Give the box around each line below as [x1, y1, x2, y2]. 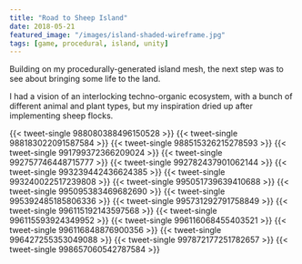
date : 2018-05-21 [9, 22, 75, 31]
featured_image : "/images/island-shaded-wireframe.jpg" [9, 30, 226, 39]
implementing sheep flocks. [9, 110, 114, 121]
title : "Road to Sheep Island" [9, 13, 128, 23]
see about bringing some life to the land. [9, 74, 161, 85]
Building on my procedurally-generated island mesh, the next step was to [9, 64, 285, 75]
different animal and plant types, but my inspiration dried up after [9, 101, 253, 112]
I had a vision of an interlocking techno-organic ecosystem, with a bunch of [9, 91, 293, 102]
